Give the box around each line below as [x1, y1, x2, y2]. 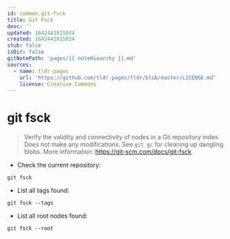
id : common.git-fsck [7, 10, 67, 17]
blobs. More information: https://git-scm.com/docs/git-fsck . [23, 147, 194, 156]
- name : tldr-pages [13, 67, 69, 74]
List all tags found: [16, 187, 70, 195]
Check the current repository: [16, 161, 101, 169]
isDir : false [7, 49, 45, 56]
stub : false [7, 42, 41, 49]
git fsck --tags [7, 200, 54, 207]
